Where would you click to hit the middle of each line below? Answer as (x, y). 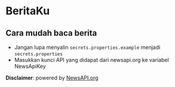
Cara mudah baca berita (51, 33)
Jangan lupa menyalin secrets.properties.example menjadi (87, 47)
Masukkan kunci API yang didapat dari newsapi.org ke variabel (92, 60)
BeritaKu (28, 11)
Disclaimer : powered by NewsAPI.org (52, 78)
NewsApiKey (30, 66)
